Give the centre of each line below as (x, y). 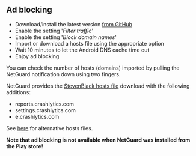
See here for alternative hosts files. (50, 128)
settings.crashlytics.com (45, 110)
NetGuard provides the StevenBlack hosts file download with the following (98, 86)
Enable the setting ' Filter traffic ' (54, 31)
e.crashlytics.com (37, 116)
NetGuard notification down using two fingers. (64, 74)
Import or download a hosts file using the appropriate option (89, 43)
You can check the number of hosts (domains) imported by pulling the (93, 68)
